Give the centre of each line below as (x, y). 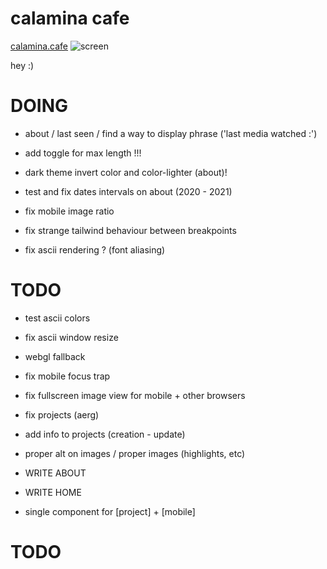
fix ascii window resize (71, 337)
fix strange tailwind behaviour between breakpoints (130, 230)
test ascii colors (57, 318)
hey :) (22, 65)
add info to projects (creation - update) (105, 434)
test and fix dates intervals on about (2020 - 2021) (128, 191)
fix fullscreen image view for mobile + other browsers (135, 395)
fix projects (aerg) (62, 414)
